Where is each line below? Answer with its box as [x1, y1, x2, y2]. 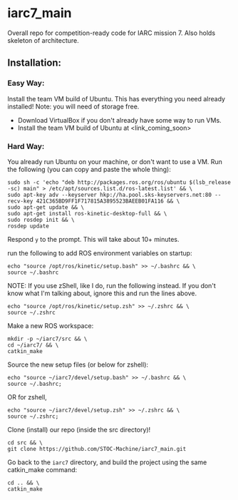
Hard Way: [7, 141, 45, 151]
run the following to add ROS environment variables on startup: [7, 248, 192, 257]
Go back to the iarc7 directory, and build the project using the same [7, 458, 207, 466]
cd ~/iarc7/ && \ [7, 341, 59, 349]
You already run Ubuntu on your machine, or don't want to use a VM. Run [7, 157, 223, 165]
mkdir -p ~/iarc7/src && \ [7, 335, 88, 342]
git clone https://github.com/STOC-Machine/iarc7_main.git [7, 445, 187, 452]
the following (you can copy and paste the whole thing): [7, 165, 171, 173]
